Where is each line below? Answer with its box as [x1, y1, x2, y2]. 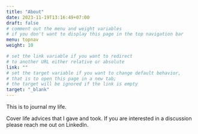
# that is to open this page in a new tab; [6, 76, 117, 82]
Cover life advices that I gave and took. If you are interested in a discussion [6, 115, 192, 122]
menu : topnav [6, 37, 39, 43]
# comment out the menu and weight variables [6, 25, 122, 32]
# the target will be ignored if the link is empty [6, 81, 138, 87]
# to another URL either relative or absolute [6, 58, 125, 65]
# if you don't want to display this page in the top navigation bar [6, 31, 184, 37]
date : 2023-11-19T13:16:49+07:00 [6, 14, 90, 20]
